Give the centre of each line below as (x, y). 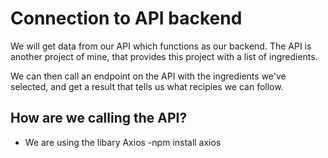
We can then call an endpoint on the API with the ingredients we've (148, 76)
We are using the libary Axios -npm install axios (123, 142)
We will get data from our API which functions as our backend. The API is (161, 46)
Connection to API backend (126, 18)
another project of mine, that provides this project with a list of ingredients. (164, 56)
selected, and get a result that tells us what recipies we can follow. (147, 86)
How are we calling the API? (99, 118)
